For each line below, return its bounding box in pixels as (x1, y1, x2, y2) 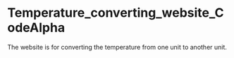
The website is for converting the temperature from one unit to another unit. (7, 43, 228, 51)
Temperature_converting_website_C (7, 5, 224, 21)
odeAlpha (7, 20, 66, 36)
